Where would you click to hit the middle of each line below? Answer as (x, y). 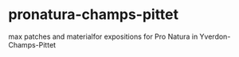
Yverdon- (215, 36)
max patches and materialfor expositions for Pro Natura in (103, 36)
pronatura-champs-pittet (94, 15)
